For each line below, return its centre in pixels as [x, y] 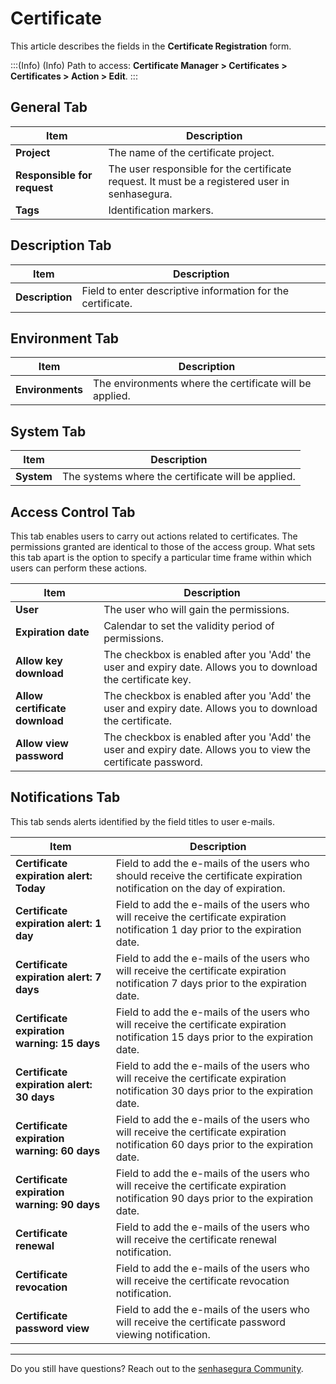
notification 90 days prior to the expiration [214, 1198]
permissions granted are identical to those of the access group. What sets [163, 546]
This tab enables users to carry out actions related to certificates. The [154, 536]
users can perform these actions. [79, 568]
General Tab [49, 107]
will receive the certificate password [201, 1322]
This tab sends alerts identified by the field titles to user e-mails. [142, 821]
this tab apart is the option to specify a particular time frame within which [161, 557]
